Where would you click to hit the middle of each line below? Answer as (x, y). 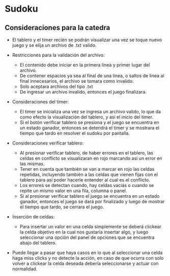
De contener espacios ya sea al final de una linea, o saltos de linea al (92, 76)
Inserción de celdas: (33, 217)
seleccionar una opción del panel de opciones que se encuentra (87, 237)
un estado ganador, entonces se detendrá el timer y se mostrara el (90, 128)
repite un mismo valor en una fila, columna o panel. (73, 191)
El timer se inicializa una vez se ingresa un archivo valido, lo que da (90, 112)
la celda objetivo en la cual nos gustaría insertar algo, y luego (84, 232)
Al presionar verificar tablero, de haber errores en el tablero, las (87, 153)
